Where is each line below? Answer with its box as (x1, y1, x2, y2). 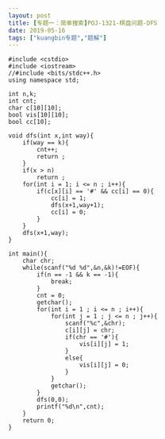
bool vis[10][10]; (8, 111, 69, 119)
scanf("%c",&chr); (64, 319, 126, 328)
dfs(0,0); (36, 396, 69, 404)
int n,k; (8, 90, 37, 98)
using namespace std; (8, 76, 80, 84)
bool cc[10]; (8, 118, 52, 126)
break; (50, 278, 73, 286)
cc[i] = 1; (50, 194, 87, 202)
